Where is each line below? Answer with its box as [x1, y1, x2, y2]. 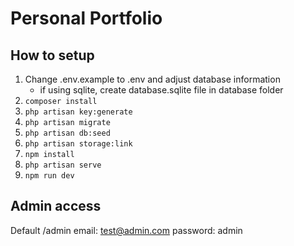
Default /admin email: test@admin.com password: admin [10, 224, 243, 236]
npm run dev [24, 171, 75, 181]
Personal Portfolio [10, 7, 163, 30]
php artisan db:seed [24, 128, 111, 138]
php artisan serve [24, 160, 102, 170]
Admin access [10, 198, 102, 215]
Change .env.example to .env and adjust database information [24, 73, 281, 85]
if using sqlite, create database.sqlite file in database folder [39, 84, 284, 96]
